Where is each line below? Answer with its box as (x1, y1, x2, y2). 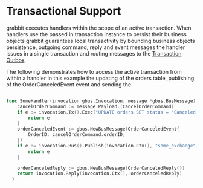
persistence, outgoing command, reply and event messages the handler (6, 44, 185, 51)
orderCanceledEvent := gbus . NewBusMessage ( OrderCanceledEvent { (17, 126, 180, 132)
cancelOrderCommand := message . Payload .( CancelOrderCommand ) (17, 103, 174, 109)
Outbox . (6, 56, 26, 63)
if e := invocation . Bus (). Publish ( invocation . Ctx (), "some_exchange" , (17, 143, 199, 149)
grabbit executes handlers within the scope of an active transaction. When (6, 24, 192, 31)
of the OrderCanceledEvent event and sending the (6, 80, 132, 88)
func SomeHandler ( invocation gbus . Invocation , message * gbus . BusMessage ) (6, 98, 196, 104)
